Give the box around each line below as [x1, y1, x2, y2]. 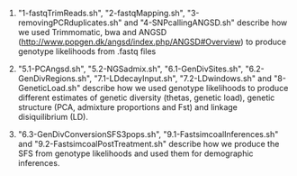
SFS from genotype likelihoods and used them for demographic [17, 148, 254, 159]
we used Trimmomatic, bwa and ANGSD [17, 27, 167, 37]
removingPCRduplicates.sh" [17, 17, 122, 28]
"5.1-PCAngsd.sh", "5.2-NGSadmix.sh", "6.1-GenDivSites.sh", [17, 63, 244, 74]
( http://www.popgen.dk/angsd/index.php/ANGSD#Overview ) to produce [17, 36, 286, 47]
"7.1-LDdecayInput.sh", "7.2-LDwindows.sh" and [94, 73, 273, 84]
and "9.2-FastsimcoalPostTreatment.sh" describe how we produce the [17, 139, 280, 149]
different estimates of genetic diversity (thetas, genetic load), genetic [17, 92, 275, 103]
